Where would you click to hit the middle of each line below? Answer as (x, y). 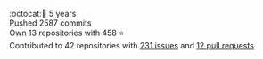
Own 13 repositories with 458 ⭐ (67, 33)
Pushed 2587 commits (50, 23)
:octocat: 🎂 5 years (43, 14)
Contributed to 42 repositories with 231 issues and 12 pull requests (131, 45)
